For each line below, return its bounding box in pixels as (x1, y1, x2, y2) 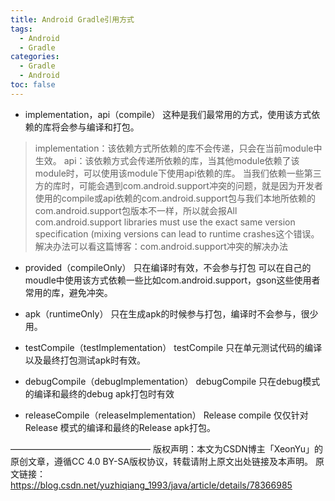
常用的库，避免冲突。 (24, 286, 113, 298)
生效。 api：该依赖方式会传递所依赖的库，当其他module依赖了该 (34, 154, 300, 166)
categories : (10, 52, 60, 62)
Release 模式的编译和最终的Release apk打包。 (24, 421, 216, 433)
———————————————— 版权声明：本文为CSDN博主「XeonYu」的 (10, 442, 323, 455)
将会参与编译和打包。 (51, 121, 140, 133)
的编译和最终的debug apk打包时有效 (24, 387, 175, 400)
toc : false (10, 80, 56, 90)
